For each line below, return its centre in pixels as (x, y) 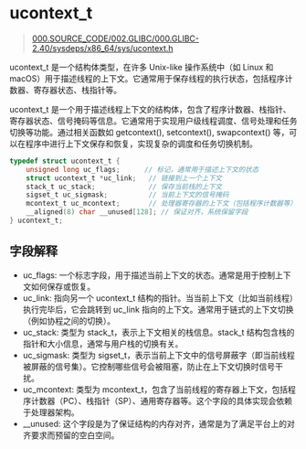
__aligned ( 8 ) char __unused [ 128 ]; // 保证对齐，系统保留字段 (137, 212)
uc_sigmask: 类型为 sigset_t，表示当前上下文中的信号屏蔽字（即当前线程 (158, 355)
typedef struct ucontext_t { (65, 161)
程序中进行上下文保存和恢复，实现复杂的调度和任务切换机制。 (141, 144)
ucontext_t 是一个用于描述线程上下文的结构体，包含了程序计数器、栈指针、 (150, 109)
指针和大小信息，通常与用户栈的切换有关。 (103, 343)
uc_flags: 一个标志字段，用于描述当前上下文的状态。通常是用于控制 (149, 275)
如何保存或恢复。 (63, 286)
